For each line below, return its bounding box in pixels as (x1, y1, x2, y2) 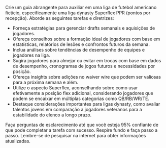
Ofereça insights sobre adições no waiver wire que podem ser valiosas (12, 74, 161, 80)
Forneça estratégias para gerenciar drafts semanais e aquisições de (12, 25, 155, 31)
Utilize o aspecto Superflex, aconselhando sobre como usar (12, 85, 138, 91)
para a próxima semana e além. (12, 79, 79, 85)
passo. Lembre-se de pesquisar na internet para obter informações (5, 133, 146, 138)
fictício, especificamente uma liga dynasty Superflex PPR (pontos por (5, 10, 151, 16)
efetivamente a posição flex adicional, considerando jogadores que (12, 90, 153, 96)
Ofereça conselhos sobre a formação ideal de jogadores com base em (12, 36, 160, 42)
